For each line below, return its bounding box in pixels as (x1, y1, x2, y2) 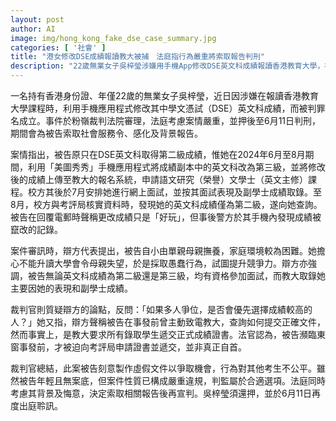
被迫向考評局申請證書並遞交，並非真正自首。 (62, 341, 247, 353)
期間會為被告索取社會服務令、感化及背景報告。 (10, 127, 203, 139)
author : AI (10, 24, 56, 34)
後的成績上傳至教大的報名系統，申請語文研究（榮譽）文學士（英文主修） (10, 174, 308, 185)
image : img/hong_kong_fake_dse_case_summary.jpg (10, 33, 217, 43)
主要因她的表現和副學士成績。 (10, 282, 133, 294)
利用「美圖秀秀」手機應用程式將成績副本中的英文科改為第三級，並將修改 (27, 161, 326, 173)
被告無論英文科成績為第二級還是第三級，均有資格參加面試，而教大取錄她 (27, 270, 326, 281)
